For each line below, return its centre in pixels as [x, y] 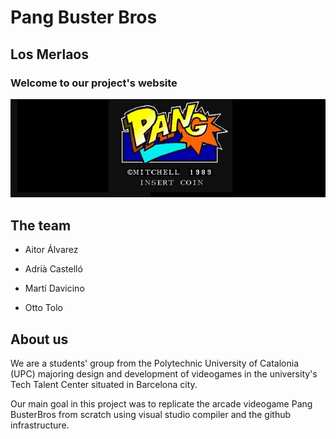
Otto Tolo [43, 308]
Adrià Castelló [53, 269]
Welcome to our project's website [94, 83]
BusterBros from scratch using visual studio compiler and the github [151, 414]
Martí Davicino [54, 288]
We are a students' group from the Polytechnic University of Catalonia [155, 363]
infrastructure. [40, 425]
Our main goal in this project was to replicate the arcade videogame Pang [161, 404]
